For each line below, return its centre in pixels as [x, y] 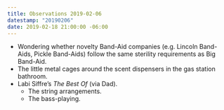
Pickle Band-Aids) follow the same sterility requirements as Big [125, 54]
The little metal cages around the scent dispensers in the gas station [117, 69]
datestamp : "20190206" [40, 20]
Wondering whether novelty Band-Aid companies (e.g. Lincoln [107, 47]
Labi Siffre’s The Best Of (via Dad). [67, 84]
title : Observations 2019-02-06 [54, 14]
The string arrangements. [65, 91]
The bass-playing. [54, 99]
